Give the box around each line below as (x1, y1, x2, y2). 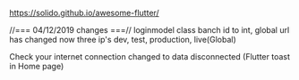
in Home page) (9, 61, 64, 71)
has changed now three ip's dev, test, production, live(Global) (9, 35, 237, 44)
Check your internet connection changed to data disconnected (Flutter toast (9, 52, 291, 61)
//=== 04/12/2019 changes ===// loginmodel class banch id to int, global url (9, 25, 290, 35)
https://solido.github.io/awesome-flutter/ (9, 8, 159, 18)
